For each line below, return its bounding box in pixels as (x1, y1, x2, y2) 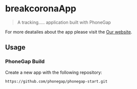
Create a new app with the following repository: (5, 69, 102, 75)
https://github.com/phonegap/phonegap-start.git (5, 79, 108, 84)
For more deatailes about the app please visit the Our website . (5, 29, 133, 35)
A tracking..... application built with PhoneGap (17, 19, 111, 25)
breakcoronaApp (5, 3, 76, 14)
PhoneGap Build (5, 58, 45, 65)
